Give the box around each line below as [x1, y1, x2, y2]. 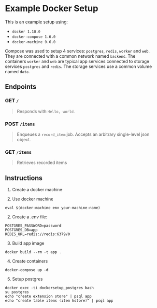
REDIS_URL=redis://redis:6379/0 [5, 232, 70, 237]
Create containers [12, 258, 48, 264]
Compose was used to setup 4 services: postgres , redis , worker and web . [5, 48, 150, 54]
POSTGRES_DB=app [5, 227, 38, 233]
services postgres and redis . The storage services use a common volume [5, 64, 152, 69]
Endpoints [5, 83, 37, 91]
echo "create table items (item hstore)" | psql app [5, 298, 114, 303]
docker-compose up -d [5, 268, 49, 273]
